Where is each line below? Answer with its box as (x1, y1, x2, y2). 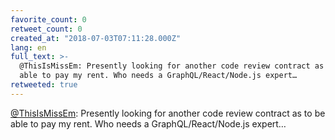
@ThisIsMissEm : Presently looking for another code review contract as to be (10, 107, 326, 119)
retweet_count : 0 (10, 24, 83, 34)
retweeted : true (10, 80, 78, 90)
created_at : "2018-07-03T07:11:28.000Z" (10, 33, 182, 43)
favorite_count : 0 (10, 14, 87, 25)
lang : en (10, 42, 47, 53)
